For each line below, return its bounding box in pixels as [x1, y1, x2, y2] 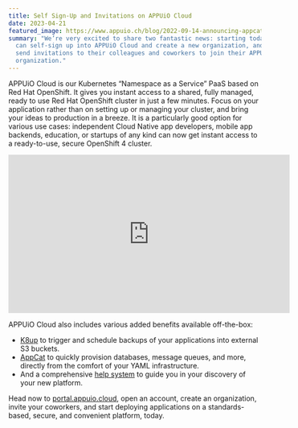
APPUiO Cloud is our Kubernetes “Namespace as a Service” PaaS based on [8, 78, 259, 88]
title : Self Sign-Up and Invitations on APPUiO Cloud [8, 11, 193, 20]
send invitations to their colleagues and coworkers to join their [15, 49, 247, 57]
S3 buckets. [19, 344, 60, 353]
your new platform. [19, 377, 83, 387]
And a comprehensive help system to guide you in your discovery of [19, 369, 247, 379]
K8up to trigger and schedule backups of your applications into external [19, 335, 259, 344]
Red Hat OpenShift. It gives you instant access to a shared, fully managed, [8, 87, 255, 97]
